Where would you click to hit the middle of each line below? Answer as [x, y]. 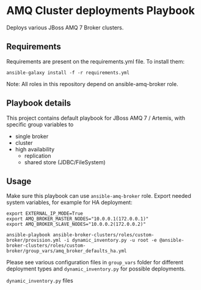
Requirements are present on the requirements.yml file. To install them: [96, 61]
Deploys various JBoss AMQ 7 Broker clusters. [65, 27]
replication [38, 156]
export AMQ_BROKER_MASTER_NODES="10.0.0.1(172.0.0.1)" [78, 219]
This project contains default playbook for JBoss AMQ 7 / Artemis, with [96, 118]
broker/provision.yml [34, 241]
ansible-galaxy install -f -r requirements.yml [68, 73]
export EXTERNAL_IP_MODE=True [45, 214]
